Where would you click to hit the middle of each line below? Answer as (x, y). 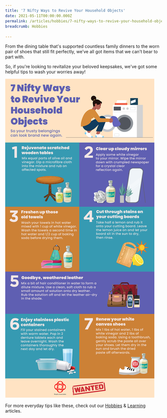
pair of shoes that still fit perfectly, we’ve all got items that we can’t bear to (82, 52)
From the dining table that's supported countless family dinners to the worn (82, 46)
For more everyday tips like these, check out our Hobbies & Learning (75, 406)
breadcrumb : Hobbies (27, 26)
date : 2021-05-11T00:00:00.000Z (39, 16)
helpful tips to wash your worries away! (45, 72)
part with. (15, 57)
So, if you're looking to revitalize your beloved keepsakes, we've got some (81, 67)
